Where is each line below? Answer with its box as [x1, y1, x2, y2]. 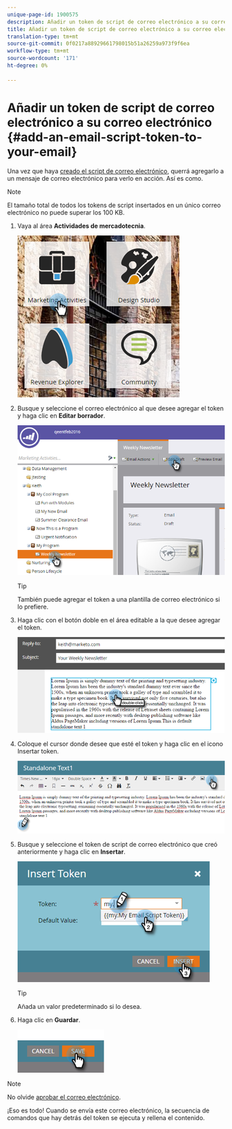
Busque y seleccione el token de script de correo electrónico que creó [17, 840, 217, 848]
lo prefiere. [17, 602, 49, 611]
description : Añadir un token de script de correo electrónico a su [7, 18, 209, 26]
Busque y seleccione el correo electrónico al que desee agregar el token [17, 404, 224, 412]
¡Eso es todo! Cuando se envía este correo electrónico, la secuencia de [7, 1106, 210, 1115]
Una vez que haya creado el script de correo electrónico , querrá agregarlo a [7, 166, 224, 175]
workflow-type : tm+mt [7, 48, 70, 55]
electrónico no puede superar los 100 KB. [7, 208, 125, 217]
